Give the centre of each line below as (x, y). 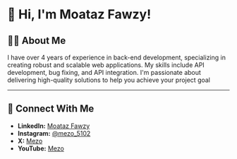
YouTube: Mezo (41, 148)
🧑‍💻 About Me (37, 41)
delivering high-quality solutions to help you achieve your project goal (109, 80)
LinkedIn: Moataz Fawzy (54, 126)
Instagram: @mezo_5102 (54, 133)
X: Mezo (30, 141)
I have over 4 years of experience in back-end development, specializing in (116, 57)
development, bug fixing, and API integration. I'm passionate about (104, 72)
